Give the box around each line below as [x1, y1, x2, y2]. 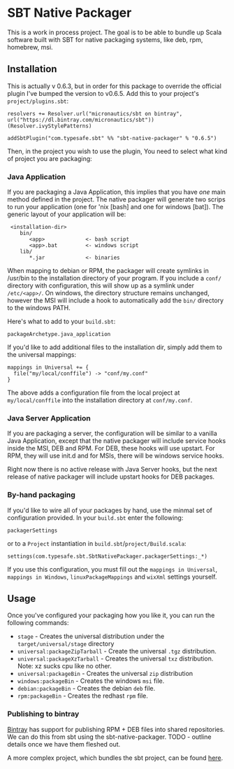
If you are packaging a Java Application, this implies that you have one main [7, 188, 226, 197]
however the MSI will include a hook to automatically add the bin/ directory [7, 296, 224, 305]
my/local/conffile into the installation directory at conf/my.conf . [7, 396, 193, 404]
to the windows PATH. [7, 304, 71, 312]
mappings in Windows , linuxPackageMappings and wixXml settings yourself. [7, 572, 217, 581]
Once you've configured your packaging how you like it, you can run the [7, 611, 215, 620]
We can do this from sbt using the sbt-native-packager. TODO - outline [7, 733, 212, 741]
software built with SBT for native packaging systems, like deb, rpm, [7, 35, 203, 43]
